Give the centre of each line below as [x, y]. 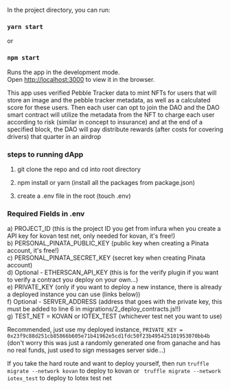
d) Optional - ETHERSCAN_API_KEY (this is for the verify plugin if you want [113, 273]
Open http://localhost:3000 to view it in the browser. [81, 79]
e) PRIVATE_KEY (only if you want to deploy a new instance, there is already [114, 287]
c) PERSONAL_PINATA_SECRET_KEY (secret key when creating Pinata [106, 258]
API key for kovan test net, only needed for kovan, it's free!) [91, 236]
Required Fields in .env [46, 214]
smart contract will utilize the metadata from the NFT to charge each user [111, 114]
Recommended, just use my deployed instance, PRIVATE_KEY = [95, 330]
